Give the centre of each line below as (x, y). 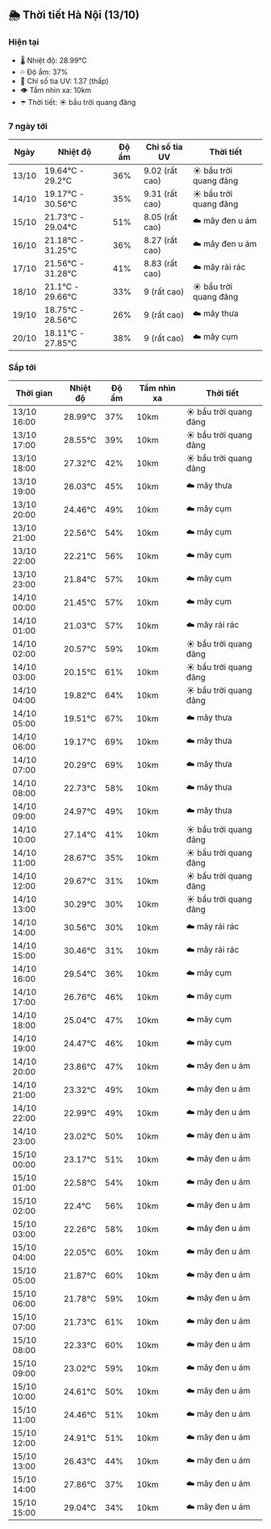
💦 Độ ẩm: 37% (44, 72)
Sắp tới (22, 367)
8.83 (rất (161, 263)
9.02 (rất (161, 170)
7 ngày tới (28, 126)
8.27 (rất (161, 240)
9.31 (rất (161, 194)
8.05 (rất (161, 216)
